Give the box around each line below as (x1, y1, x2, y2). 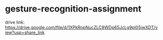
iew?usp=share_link (5, 29, 45, 35)
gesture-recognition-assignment (5, 3, 142, 14)
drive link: (5, 19, 25, 25)
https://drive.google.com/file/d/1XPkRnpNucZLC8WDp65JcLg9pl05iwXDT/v (5, 24, 158, 30)
